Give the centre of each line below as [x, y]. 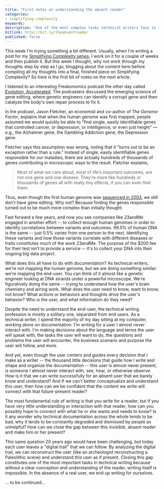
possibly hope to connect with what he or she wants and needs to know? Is [81, 411]
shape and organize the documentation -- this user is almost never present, [81, 365]
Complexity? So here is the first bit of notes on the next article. [68, 77]
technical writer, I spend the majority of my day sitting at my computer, [76, 319]
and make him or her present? [35, 432]
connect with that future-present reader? [46, 391]
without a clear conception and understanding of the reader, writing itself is [81, 467]
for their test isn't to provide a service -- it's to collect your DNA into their [79, 248]
